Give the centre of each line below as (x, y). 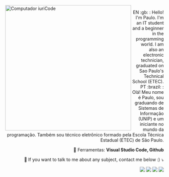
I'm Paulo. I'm (150, 18)
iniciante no (152, 124)
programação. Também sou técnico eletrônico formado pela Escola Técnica (85, 135)
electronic (153, 55)
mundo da (153, 129)
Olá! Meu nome (148, 92)
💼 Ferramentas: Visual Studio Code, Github (118, 150)
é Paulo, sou (151, 98)
